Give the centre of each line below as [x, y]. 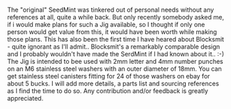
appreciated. [25, 98]
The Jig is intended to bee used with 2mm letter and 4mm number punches [115, 61]
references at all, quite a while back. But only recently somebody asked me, [116, 17]
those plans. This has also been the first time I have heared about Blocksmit [116, 39]
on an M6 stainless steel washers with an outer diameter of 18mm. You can [114, 69]
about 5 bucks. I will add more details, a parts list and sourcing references [113, 83]
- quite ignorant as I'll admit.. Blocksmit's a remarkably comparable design [114, 47]
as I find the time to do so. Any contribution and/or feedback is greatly [108, 91]
